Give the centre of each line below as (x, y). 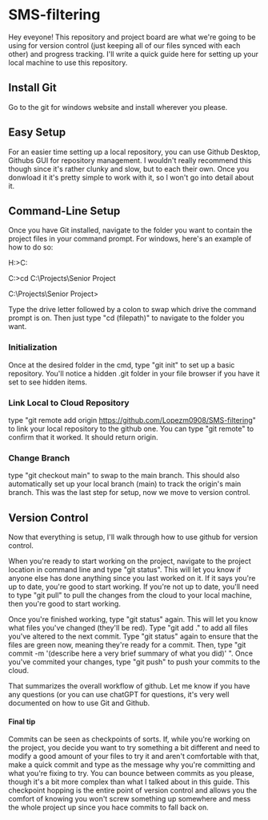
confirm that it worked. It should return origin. (83, 437)
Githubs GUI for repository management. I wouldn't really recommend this (130, 160)
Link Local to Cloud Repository (69, 403)
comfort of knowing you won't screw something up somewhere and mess (130, 799)
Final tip (22, 721)
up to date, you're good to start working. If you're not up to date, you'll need (134, 587)
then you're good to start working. (65, 604)
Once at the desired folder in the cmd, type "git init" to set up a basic (122, 365)
